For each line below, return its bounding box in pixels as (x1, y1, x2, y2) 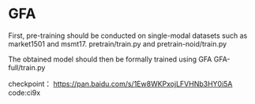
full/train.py (8, 62, 46, 72)
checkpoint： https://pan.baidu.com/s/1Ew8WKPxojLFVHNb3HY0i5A (8, 79, 233, 88)
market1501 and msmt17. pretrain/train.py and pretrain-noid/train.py (8, 39, 227, 48)
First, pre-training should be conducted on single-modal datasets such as (8, 31, 248, 40)
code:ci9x (8, 87, 41, 97)
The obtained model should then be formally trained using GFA (8, 54, 212, 64)
